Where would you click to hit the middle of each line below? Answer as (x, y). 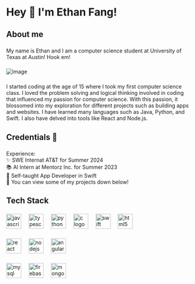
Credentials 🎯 (32, 137)
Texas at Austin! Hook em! (38, 57)
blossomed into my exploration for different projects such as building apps (97, 106)
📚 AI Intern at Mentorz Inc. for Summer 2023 (62, 167)
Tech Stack (27, 201)
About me (25, 34)
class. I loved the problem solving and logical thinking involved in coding (95, 93)
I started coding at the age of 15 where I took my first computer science (94, 87)
